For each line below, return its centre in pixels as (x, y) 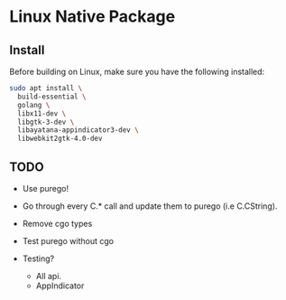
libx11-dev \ (42, 113)
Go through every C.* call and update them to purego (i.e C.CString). (150, 206)
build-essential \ (52, 97)
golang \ (34, 105)
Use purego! (46, 188)
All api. (48, 276)
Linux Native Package (92, 17)
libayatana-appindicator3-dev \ (78, 130)
